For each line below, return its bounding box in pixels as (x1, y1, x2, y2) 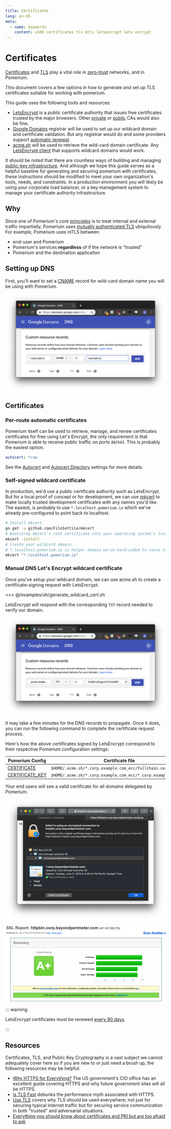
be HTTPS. (12, 1086, 36, 1092)
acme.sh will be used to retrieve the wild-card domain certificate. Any (12, 142, 159, 148)
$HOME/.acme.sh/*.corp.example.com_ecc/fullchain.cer (50, 765, 167, 771)
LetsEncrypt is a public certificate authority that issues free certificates (12, 109, 162, 116)
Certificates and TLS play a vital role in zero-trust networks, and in (5, 69, 145, 75)
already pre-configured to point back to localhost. (5, 510, 110, 516)
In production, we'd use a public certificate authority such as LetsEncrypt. (5, 488, 160, 494)
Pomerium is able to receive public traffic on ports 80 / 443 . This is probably (5, 438, 160, 445)
